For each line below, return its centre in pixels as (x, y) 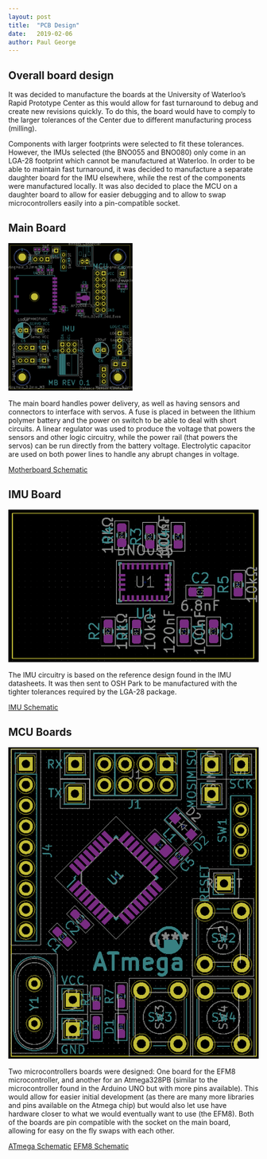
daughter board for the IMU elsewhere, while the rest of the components (127, 178)
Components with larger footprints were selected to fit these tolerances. (126, 144)
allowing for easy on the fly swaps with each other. (91, 1131)
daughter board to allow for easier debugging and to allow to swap (117, 194)
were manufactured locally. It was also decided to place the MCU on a (123, 187)
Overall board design (61, 75)
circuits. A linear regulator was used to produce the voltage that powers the (132, 428)
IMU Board (35, 495)
